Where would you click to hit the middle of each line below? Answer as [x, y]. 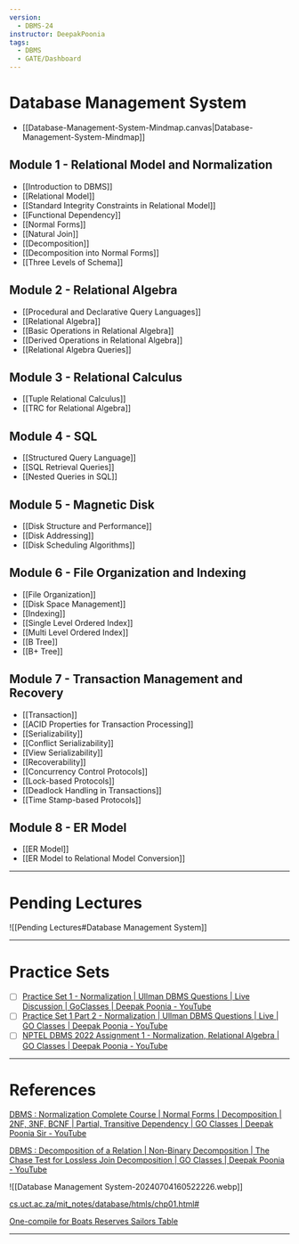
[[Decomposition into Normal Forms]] [91, 252]
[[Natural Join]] [50, 233]
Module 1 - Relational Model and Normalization [141, 165]
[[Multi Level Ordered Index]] [75, 632]
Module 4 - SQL [53, 436]
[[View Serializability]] [63, 752]
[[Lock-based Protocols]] [69, 781]
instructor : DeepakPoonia [57, 34]
